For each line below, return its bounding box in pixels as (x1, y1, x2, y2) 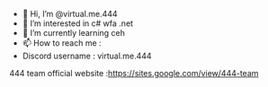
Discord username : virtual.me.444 (22, 50, 152, 61)
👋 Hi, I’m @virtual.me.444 (22, 9, 119, 19)
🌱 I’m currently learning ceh (22, 28, 126, 38)
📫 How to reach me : (22, 38, 102, 48)
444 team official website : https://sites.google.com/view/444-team (9, 68, 259, 78)
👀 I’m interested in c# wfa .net (22, 18, 133, 29)
